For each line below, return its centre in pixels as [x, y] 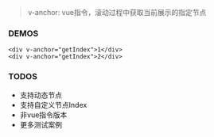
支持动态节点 [41, 95]
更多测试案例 [41, 124]
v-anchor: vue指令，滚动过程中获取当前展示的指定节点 [117, 12]
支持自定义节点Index [53, 105]
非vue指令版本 [43, 115]
